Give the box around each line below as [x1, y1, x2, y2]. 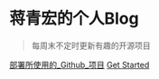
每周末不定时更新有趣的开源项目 [31, 40, 151, 51]
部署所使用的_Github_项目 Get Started [9, 59, 150, 70]
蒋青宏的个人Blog [9, 8, 139, 29]
